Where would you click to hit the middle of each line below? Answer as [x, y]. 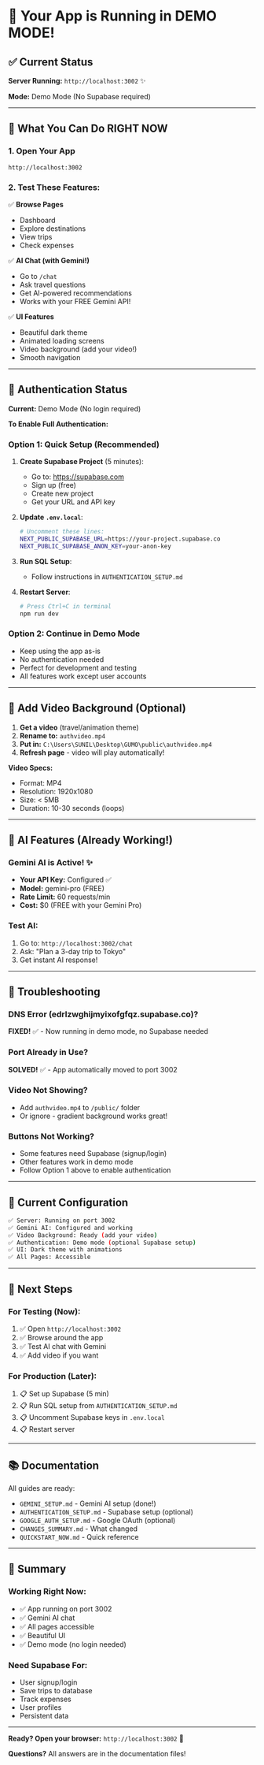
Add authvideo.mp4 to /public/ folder [80, 1107]
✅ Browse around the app [61, 1337]
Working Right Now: [47, 1592]
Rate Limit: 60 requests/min [65, 897]
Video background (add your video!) [78, 349]
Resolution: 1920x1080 [56, 791]
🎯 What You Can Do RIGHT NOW [88, 129]
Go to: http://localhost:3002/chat [76, 943]
